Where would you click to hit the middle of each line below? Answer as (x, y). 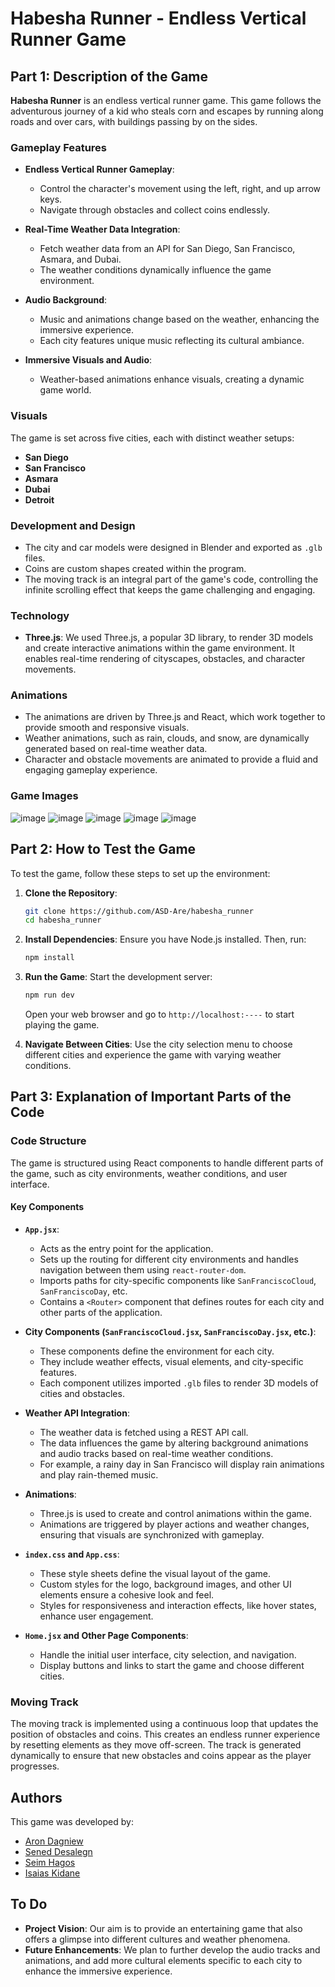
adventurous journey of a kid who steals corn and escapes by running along (167, 111)
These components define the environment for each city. (157, 1351)
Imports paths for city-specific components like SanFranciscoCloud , (178, 1280)
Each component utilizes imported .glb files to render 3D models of (179, 1383)
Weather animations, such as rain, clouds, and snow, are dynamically (167, 738)
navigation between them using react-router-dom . (143, 1269)
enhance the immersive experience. (98, 1971)
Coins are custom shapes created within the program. (135, 568)
